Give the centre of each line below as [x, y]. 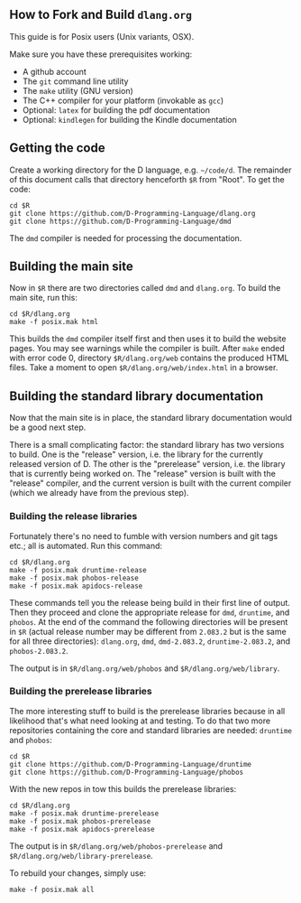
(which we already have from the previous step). [99, 493]
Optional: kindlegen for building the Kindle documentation [129, 119]
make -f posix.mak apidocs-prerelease [82, 829]
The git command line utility [75, 81]
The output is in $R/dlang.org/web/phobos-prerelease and [116, 846]
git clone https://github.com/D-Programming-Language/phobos [127, 772]
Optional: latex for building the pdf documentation [116, 110]
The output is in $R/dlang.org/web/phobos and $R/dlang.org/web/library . [145, 668]
